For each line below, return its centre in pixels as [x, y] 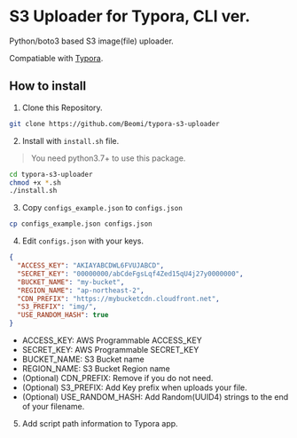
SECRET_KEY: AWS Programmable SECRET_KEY [110, 350]
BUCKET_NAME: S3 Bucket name [83, 359]
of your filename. [53, 406]
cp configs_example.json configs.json [81, 224]
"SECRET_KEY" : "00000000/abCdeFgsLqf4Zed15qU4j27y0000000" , [130, 274]
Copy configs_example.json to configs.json [102, 208]
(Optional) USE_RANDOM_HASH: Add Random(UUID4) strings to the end [155, 397]
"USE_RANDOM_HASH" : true [63, 315]
